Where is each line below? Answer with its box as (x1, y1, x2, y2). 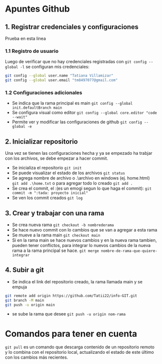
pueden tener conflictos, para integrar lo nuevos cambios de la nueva (12, 242, 151, 248)
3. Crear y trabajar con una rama (5, 209, 104, 217)
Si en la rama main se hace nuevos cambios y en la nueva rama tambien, (12, 237, 157, 243)
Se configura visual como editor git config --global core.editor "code (12, 110, 157, 116)
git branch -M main (5, 298, 44, 303)
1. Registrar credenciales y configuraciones (5, 23, 139, 31)
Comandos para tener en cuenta (5, 328, 137, 339)
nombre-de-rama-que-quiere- (101, 248, 158, 253)
